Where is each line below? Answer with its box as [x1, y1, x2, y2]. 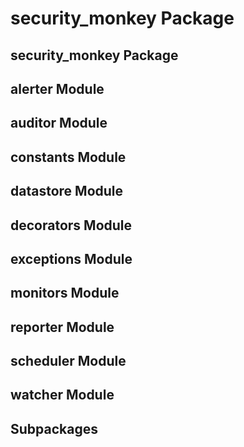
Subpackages [10, 420, 98, 437]
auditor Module [10, 115, 108, 132]
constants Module [10, 148, 127, 166]
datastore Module [10, 183, 124, 200]
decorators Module [10, 217, 133, 234]
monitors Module [10, 285, 120, 302]
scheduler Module [10, 353, 127, 370]
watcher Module [10, 387, 115, 404]
